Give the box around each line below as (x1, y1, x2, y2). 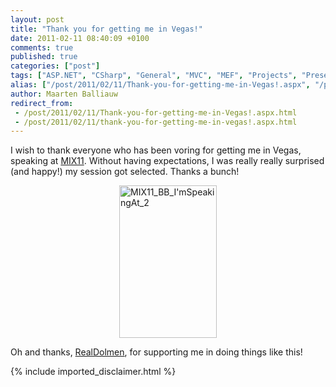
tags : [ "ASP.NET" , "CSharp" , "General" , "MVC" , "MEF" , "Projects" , (10, 71, 298, 81)
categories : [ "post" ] (10, 61, 101, 71)
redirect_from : (10, 98, 74, 108)
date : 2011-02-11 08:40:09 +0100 (10, 33, 150, 43)
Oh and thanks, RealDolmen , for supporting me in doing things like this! (10, 346, 303, 358)
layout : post (10, 14, 65, 25)
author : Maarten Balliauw (10, 89, 118, 99)
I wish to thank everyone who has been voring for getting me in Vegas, (10, 144, 302, 156)
